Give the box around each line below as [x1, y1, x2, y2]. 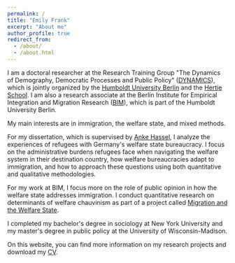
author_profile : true [7, 29, 71, 37]
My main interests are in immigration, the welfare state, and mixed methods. [7, 119, 226, 127]
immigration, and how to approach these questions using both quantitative [7, 162, 222, 171]
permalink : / [7, 10, 45, 17]
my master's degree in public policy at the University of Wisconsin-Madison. [7, 227, 228, 235]
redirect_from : [7, 36, 52, 43]
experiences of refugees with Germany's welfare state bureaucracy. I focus [7, 140, 225, 148]
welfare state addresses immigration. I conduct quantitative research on [7, 190, 215, 199]
